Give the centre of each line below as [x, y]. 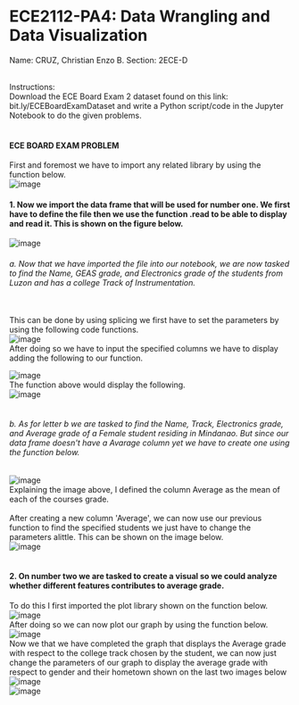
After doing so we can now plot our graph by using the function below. [139, 624]
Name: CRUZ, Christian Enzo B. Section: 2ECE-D [99, 60]
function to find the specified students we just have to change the [130, 527]
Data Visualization [79, 35]
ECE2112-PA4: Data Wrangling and [140, 17]
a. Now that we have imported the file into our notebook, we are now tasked [149, 263]
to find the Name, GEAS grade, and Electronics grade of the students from [146, 273]
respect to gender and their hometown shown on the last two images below [148, 672]
